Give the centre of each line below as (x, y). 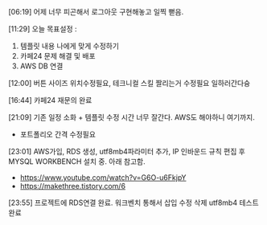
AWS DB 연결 (41, 66)
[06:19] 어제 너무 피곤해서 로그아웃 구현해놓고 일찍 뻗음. (96, 12)
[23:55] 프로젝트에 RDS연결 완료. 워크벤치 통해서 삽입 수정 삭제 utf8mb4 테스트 (133, 202)
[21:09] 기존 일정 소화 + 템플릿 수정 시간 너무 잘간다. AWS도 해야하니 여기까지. (131, 117)
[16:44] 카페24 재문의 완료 (50, 100)
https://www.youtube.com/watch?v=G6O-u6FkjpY (103, 178)
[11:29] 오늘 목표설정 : (43, 29)
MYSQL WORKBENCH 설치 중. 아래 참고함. (77, 162)
